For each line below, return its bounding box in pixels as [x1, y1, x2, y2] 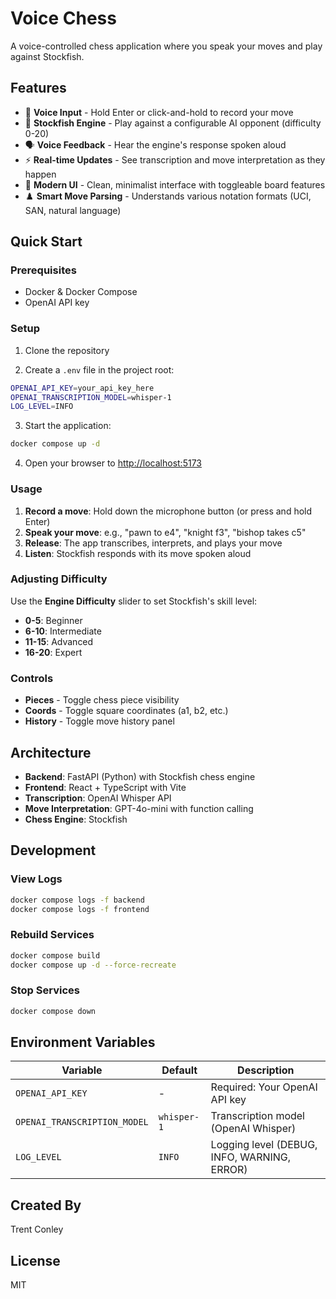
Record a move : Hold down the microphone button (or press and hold [24, 505, 313, 517]
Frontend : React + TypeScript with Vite [24, 781, 187, 793]
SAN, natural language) [24, 204, 122, 216]
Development [10, 842, 97, 859]
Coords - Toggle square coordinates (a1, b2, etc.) [24, 705, 229, 717]
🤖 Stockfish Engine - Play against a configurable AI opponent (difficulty [24, 117, 322, 129]
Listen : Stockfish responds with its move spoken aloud [24, 547, 252, 559]
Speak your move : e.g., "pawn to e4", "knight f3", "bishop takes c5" [24, 526, 307, 538]
